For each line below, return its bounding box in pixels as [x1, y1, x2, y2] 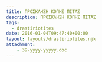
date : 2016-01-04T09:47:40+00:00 [6, 31, 88, 37]
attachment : [6, 42, 35, 48]
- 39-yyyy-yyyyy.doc [17, 47, 67, 53]
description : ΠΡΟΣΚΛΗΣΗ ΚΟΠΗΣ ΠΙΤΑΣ [6, 14, 96, 20]
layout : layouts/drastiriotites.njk [6, 36, 96, 42]
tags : [6, 19, 19, 25]
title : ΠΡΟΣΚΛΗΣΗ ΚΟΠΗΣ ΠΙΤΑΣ [6, 8, 81, 15]
